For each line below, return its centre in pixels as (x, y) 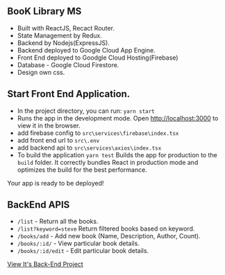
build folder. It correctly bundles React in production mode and (108, 162)
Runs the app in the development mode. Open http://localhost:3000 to (118, 118)
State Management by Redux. (60, 35)
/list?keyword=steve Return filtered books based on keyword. (106, 229)
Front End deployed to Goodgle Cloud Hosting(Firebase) (98, 57)
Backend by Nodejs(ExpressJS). (63, 43)
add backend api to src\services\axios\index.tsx (89, 148)
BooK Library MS (44, 11)
